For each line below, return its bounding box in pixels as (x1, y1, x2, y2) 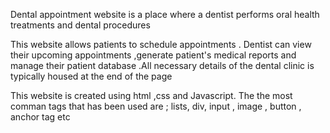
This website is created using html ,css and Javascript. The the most (10, 90, 293, 101)
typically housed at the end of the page (10, 70, 173, 82)
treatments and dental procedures (10, 19, 151, 31)
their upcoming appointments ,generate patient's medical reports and (10, 49, 297, 61)
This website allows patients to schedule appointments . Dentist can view (10, 39, 312, 50)
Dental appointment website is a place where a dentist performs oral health (10, 9, 320, 20)
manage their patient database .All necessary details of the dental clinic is (10, 60, 315, 71)
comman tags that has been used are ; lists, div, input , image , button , (10, 100, 302, 112)
